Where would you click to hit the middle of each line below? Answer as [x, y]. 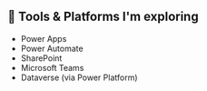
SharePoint [41, 58]
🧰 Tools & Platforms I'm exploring [103, 17]
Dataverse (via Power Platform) [79, 77]
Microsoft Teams [52, 67]
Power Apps [44, 38]
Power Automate [52, 48]
